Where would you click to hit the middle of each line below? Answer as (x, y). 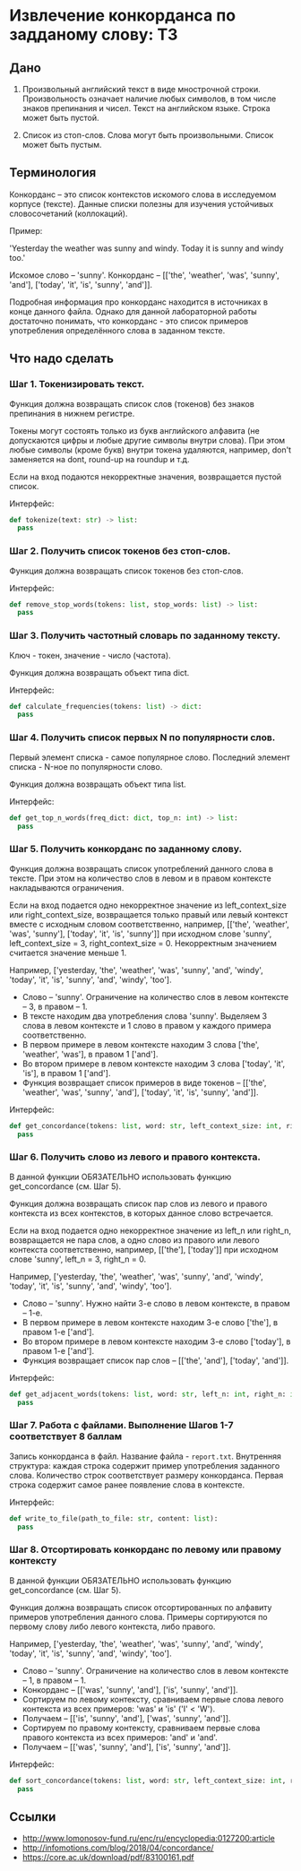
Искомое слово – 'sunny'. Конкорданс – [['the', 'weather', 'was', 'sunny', (144, 275)
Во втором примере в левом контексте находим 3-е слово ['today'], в (156, 1341)
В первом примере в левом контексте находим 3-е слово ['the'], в (150, 1322)
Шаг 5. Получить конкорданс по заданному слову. (126, 849)
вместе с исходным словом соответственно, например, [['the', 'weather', (149, 924)
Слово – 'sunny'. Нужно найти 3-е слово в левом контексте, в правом (156, 1303)
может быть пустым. (62, 145)
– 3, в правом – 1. (55, 1006)
